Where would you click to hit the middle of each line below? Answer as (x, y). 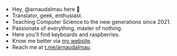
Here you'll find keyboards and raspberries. (66, 35)
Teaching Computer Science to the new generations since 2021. (92, 22)
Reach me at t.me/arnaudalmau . (51, 47)
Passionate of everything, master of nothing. (67, 28)
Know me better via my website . (52, 41)
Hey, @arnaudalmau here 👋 (46, 9)
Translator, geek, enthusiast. (47, 15)
